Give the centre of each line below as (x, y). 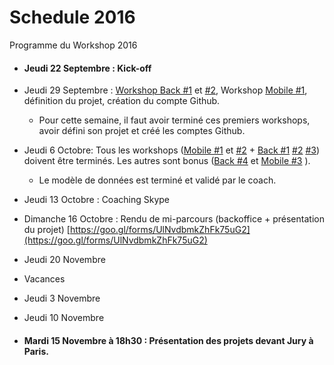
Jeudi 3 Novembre (62, 298)
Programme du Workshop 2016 (73, 45)
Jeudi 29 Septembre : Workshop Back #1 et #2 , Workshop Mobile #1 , (165, 90)
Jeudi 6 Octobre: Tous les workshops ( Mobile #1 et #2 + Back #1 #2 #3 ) (172, 150)
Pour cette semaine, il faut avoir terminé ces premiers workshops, (174, 120)
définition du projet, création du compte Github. (122, 101)
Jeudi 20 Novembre (64, 260)
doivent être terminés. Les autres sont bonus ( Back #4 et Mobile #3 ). (167, 161)
